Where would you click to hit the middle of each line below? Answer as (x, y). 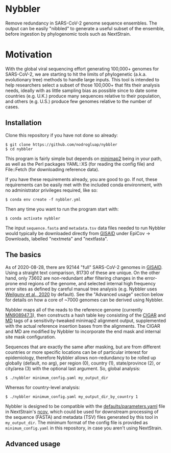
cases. (12, 107)
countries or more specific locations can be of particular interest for (77, 352)
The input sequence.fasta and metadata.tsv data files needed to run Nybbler (86, 228)
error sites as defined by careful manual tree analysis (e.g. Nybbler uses (81, 289)
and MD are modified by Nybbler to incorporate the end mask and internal (83, 331)
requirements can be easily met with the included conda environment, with (84, 185)
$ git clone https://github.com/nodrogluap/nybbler (61, 144)
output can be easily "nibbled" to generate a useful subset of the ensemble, (85, 28)
